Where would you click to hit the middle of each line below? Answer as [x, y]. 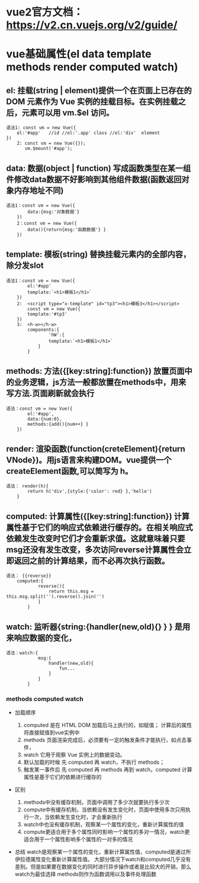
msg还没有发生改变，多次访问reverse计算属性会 [95, 549]
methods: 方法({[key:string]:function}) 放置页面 [95, 371]
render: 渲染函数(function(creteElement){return [96, 449]
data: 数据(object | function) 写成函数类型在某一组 [99, 168]
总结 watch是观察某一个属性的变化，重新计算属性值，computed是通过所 [103, 852]
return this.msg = [71, 592]
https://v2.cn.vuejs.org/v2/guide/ [92, 25]
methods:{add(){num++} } [58, 424]
